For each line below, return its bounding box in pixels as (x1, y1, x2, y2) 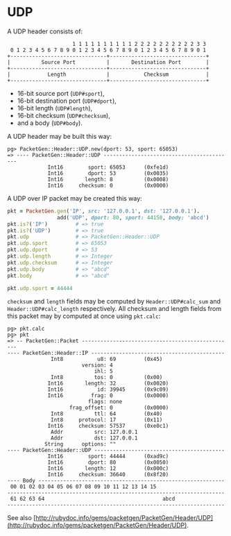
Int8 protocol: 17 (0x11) (51, 417, 163, 424)
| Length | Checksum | (7, 71, 209, 78)
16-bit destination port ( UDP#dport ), (17, 97, 117, 105)
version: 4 (81, 362, 113, 369)
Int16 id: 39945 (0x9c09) (47, 386, 169, 393)
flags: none (87, 399, 123, 405)
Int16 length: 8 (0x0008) (47, 176, 169, 183)
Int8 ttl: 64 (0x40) (51, 410, 163, 417)
